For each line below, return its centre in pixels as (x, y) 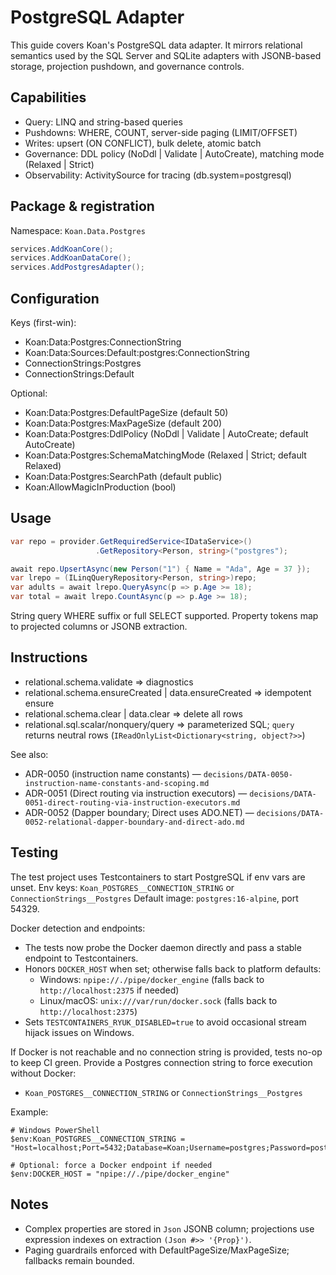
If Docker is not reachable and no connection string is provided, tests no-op (166, 1052)
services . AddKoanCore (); (62, 249)
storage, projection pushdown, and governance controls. (127, 66)
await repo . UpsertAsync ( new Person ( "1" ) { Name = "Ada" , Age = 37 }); (160, 569)
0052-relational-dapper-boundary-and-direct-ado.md (134, 822)
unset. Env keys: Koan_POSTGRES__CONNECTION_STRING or (122, 887)
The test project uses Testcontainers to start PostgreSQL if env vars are (158, 877)
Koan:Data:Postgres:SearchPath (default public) (123, 476)
